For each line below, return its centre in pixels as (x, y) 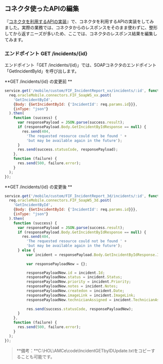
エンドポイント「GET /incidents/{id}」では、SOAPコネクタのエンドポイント (81, 65)
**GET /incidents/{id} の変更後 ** (38, 187)
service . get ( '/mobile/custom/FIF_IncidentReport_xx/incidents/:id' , (75, 91)
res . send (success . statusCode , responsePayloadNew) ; (80, 309)
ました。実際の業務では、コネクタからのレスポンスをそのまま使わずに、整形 (81, 27)
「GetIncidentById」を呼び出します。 (42, 71)
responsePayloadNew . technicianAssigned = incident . (80, 300)
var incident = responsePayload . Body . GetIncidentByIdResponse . (92, 255)
